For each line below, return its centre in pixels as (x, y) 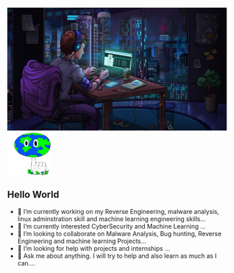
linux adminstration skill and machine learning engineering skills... (111, 219)
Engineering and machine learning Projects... (81, 241)
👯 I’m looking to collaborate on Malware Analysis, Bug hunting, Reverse (119, 233)
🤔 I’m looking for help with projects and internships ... (94, 248)
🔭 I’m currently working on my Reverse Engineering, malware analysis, (118, 211)
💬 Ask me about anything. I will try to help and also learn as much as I (117, 256)
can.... (26, 263)
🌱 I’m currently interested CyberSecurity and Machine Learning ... (111, 226)
